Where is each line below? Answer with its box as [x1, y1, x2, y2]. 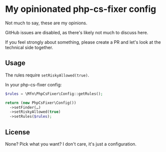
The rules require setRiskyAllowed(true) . [5, 72, 89, 78]
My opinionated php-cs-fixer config [5, 3, 157, 15]
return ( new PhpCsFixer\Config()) [5, 100, 77, 105]
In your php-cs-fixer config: [5, 81, 62, 87]
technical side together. [5, 44, 54, 50]
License [5, 128, 30, 136]
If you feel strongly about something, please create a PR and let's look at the [5, 39, 161, 45]
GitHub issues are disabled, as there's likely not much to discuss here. [5, 29, 149, 35]
